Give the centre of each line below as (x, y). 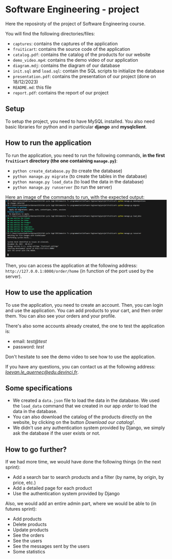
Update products (30, 530)
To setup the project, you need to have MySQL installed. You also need (80, 121)
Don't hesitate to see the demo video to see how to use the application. (80, 357)
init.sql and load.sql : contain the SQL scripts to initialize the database (89, 71)
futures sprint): (21, 509)
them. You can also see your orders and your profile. (61, 316)
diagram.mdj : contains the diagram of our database (66, 65)
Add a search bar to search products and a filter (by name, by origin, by (88, 477)
